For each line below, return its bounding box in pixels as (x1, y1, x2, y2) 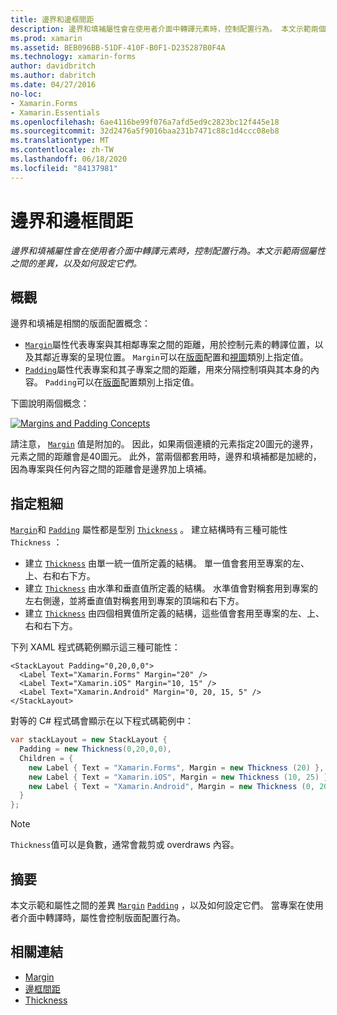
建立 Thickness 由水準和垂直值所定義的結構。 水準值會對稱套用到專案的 (24, 582, 319, 595)
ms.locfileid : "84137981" (10, 163, 118, 173)
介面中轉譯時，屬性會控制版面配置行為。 (18, 912, 186, 923)
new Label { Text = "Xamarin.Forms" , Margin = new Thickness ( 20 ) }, (28, 762, 325, 773)
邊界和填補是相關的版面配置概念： (10, 317, 151, 330)
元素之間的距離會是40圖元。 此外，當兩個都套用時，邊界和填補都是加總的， (10, 451, 322, 463)
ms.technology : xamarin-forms (10, 52, 137, 62)
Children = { (19, 753, 74, 763)
